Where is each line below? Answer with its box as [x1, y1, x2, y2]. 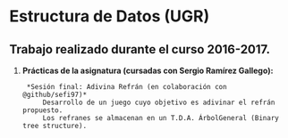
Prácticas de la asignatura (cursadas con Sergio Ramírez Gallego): [21, 65, 274, 76]
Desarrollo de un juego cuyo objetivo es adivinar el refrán [42, 98, 275, 107]
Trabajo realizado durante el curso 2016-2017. [9, 42, 271, 57]
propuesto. [21, 106, 64, 115]
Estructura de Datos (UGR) [9, 6, 210, 27]
